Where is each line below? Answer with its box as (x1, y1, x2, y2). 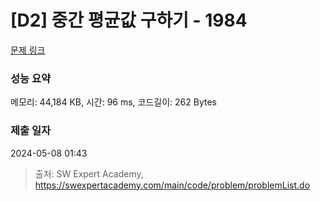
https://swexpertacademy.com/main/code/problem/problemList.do (34, 179, 311, 191)
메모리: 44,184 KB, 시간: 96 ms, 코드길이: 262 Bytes (10, 96, 217, 108)
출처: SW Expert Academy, (34, 167, 144, 180)
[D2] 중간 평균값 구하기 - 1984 (10, 9, 248, 32)
